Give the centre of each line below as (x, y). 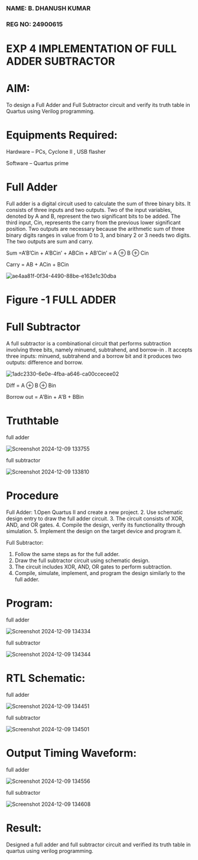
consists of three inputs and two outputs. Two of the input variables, (89, 210)
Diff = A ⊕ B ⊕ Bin (31, 385)
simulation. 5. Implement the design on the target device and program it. (94, 531)
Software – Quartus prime (38, 163)
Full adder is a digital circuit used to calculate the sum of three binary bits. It (98, 204)
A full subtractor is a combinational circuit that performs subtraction (89, 343)
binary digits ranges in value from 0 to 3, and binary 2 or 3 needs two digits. (98, 235)
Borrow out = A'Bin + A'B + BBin (45, 396)
